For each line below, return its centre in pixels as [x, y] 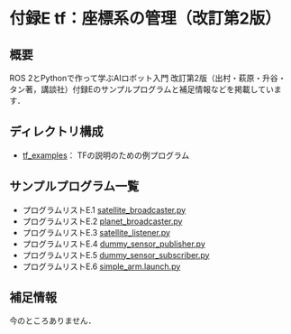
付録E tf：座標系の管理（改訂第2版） [145, 19]
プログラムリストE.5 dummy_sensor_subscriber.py [116, 255]
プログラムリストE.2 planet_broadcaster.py [102, 221]
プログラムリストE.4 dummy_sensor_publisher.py [114, 244]
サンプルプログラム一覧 [74, 186]
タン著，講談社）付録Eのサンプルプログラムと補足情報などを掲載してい [142, 89]
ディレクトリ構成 [56, 132]
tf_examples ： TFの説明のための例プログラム [106, 155]
